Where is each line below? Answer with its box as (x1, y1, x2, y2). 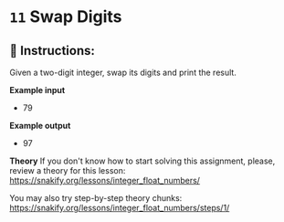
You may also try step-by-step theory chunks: (9, 193, 183, 203)
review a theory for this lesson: (9, 165, 126, 175)
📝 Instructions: (9, 43, 96, 58)
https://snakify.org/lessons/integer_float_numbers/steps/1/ (9, 203, 230, 213)
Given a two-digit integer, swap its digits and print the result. (9, 67, 237, 78)
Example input (9, 85, 66, 95)
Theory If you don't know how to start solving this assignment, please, (9, 155, 276, 166)
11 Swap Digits (9, 6, 122, 27)
